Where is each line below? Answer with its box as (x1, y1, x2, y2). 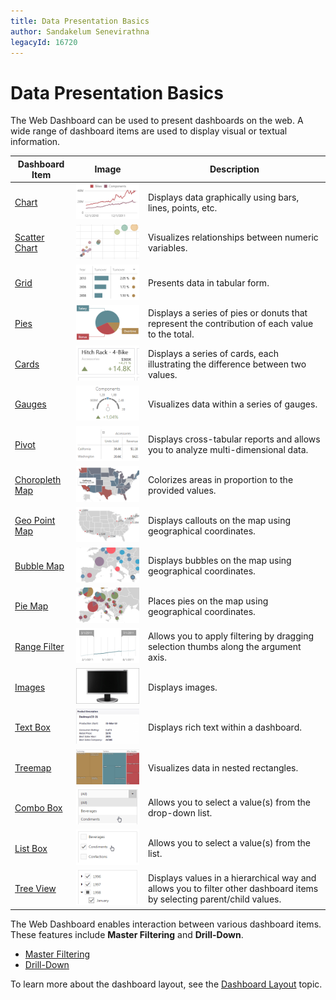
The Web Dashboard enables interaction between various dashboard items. (10, 918, 322, 930)
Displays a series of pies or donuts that (147, 307, 308, 319)
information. (10, 136, 61, 148)
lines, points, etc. (147, 201, 218, 214)
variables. (147, 242, 188, 254)
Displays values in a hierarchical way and (147, 872, 317, 884)
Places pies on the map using (147, 595, 269, 607)
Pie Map (14, 600, 49, 612)
